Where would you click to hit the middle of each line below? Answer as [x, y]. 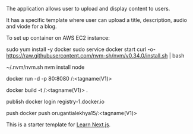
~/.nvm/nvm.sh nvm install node [45, 67]
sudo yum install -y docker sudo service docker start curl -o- [81, 49]
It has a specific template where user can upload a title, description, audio [96, 20]
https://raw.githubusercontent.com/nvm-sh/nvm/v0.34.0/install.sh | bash [95, 55]
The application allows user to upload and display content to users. [88, 9]
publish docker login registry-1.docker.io [56, 101]
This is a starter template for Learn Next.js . [58, 125]
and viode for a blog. [32, 26]
